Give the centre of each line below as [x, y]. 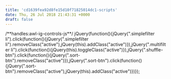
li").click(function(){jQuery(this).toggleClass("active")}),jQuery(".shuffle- [87, 50]
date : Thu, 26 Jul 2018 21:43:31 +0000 [48, 15]
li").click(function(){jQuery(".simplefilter [47, 39]
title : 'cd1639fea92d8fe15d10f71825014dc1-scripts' [61, 10]
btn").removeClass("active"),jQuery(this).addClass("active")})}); [73, 71]
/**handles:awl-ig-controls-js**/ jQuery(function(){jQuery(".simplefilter [80, 34]
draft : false [19, 19]
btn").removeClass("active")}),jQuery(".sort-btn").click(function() [74, 61]
